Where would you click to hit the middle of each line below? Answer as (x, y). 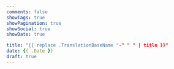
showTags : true (26, 18)
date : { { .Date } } (30, 51)
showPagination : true (34, 23)
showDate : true (26, 34)
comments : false (27, 12)
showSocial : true (28, 29)
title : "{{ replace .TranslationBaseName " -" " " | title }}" (87, 45)
